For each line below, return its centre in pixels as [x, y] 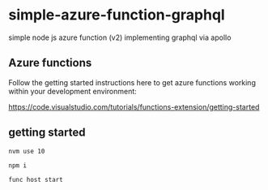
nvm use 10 [27, 151]
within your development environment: [73, 91]
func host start [36, 179]
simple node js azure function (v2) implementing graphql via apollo [120, 37]
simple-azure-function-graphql [117, 15]
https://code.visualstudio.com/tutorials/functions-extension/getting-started [134, 106]
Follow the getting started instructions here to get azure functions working [132, 82]
